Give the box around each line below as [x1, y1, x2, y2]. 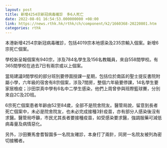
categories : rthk [5, 26, 41, 31]
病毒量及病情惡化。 [5, 121, 45, 127]
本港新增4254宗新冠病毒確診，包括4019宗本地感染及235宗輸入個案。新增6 [5, 40, 159, 46]
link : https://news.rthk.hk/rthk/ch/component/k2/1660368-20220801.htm [5, 21, 157, 26]
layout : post [5, 7, 32, 12]
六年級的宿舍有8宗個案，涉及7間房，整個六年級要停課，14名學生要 [22, 80, 159, 86]
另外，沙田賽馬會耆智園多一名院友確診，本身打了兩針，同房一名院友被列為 [5, 132, 158, 138]
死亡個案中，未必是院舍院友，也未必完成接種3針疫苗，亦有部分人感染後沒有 [5, 108, 161, 114]
